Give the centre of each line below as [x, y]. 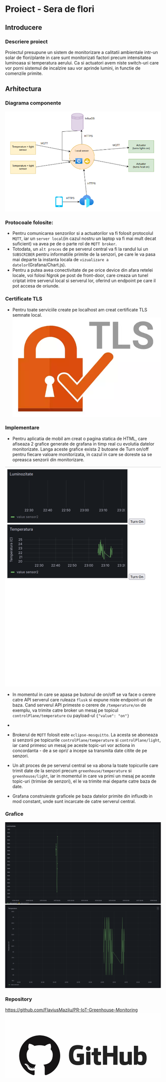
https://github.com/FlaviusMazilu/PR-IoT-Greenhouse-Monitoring [72, 1010]
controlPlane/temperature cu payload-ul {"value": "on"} [71, 715]
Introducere [24, 28]
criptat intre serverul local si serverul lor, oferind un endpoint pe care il [84, 281]
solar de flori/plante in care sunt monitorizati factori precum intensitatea [78, 57]
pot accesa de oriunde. [36, 286]
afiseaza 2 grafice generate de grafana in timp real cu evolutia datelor [83, 444]
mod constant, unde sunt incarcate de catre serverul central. [74, 801]
